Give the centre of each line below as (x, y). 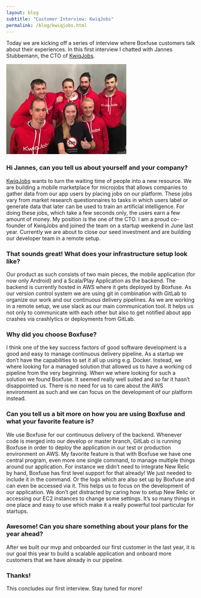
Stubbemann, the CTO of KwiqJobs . (51, 56)
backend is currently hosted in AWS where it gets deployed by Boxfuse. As (99, 287)
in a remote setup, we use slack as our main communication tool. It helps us (100, 306)
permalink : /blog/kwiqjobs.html (46, 25)
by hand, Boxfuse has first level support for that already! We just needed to (99, 473)
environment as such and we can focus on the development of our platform (100, 392)
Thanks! (19, 575)
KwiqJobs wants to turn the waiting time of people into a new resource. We (99, 181)
